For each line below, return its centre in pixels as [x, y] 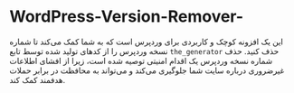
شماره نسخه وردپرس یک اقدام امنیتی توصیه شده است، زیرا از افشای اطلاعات [141, 60]
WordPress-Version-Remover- [127, 17]
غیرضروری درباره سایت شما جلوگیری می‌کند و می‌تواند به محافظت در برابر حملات [147, 70]
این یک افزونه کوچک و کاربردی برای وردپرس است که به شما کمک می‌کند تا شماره [146, 42]
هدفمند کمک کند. [38, 79]
